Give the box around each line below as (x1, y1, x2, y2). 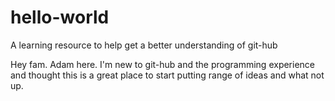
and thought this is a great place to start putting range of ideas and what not (10, 69, 325, 81)
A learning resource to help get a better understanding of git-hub (10, 39, 278, 51)
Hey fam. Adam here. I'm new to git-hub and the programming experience (10, 58, 316, 70)
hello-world (10, 6, 110, 29)
